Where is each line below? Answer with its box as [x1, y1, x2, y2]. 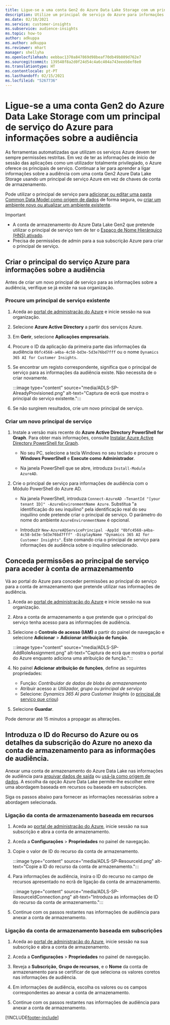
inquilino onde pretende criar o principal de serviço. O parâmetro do [20, 512, 162, 518]
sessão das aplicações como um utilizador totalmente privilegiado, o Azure [5, 160, 162, 166]
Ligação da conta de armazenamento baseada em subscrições [5, 927, 163, 934]
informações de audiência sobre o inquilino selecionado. [20, 542, 138, 548]
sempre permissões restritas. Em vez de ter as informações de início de [5, 154, 155, 160]
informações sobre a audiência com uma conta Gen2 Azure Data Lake [5, 170, 152, 176]
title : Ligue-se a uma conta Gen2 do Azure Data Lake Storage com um [5, 7, 155, 13]
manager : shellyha [5, 50, 44, 55]
